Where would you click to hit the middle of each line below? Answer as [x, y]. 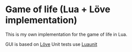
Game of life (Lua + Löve [58, 9]
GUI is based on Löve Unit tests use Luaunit [51, 44]
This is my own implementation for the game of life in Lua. [66, 34]
